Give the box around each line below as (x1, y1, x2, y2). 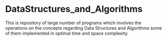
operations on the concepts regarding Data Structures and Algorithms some (5, 25, 162, 31)
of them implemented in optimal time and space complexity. (5, 30, 129, 36)
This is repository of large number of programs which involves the (5, 20, 142, 26)
